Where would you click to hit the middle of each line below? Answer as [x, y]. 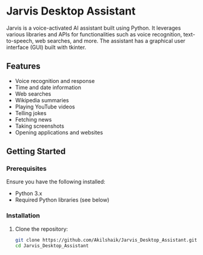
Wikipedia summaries [42, 100]
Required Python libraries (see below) [62, 200]
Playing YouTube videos [45, 107]
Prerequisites [26, 169]
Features [23, 66]
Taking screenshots [40, 126]
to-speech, [20, 41]
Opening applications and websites [59, 132]
